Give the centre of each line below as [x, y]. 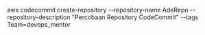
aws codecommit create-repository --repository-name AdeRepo [98, 10]
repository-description [39, 17]
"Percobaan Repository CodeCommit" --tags [135, 17]
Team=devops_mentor [39, 24]
